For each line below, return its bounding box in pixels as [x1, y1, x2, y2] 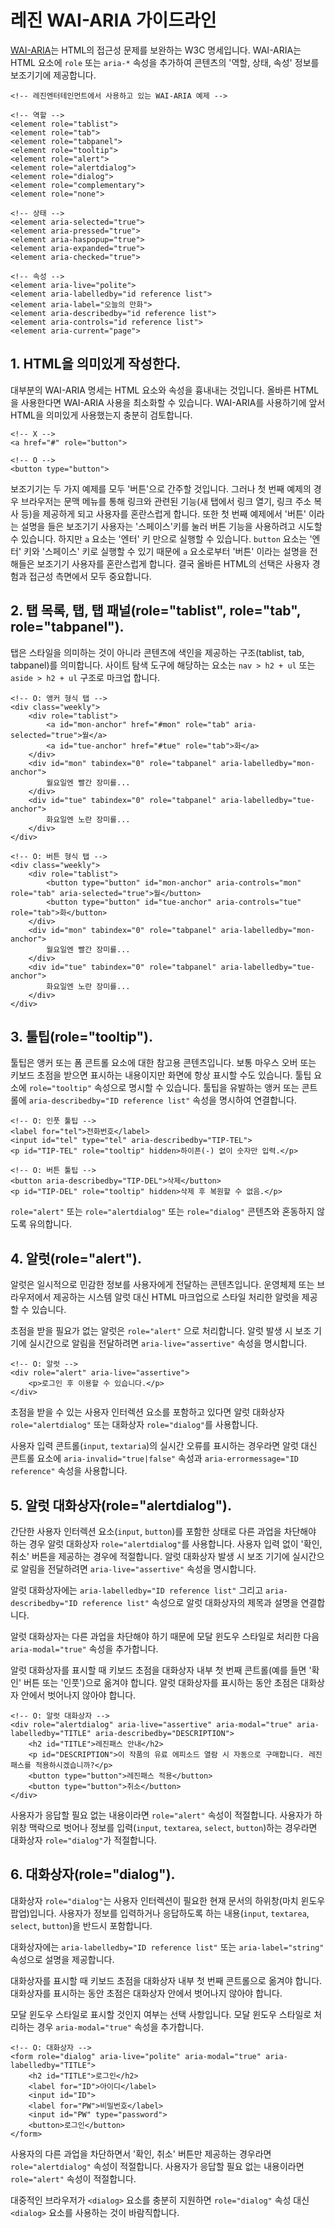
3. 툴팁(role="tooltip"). [10, 1028, 153, 1045]
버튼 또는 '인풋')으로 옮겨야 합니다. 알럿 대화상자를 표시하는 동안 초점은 [23, 1677, 299, 1688]
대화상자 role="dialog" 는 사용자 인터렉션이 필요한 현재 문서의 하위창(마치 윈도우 [10, 1894, 326, 1906]
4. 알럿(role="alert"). [10, 1250, 142, 1267]
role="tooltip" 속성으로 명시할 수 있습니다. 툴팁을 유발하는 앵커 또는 [28, 1082, 300, 1094]
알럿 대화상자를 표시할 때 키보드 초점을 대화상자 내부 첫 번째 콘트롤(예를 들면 [10, 1664, 307, 1676]
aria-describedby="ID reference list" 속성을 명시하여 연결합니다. [28, 1094, 297, 1106]
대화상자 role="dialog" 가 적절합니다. [10, 1834, 157, 1846]
